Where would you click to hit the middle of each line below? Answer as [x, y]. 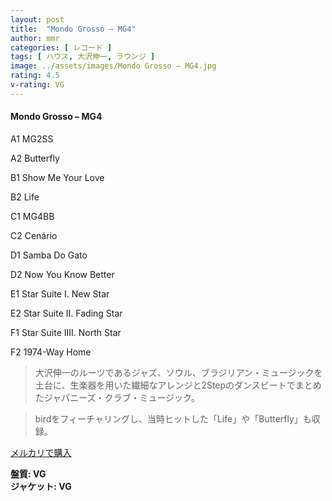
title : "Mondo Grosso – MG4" [73, 29]
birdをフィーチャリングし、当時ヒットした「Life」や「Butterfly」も [173, 418]
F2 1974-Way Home [51, 352]
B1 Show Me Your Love [57, 177]
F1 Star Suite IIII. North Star [66, 332]
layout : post [37, 19]
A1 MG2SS [32, 138]
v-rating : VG [37, 85]
